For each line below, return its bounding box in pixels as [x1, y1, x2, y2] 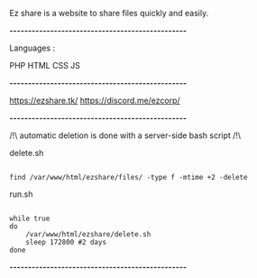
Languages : [9, 42, 56, 53]
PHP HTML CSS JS [9, 60, 81, 70]
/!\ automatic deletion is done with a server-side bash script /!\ [9, 130, 242, 141]
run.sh [9, 189, 33, 199]
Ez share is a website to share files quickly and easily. [9, 8, 209, 18]
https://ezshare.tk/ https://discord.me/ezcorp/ [9, 95, 180, 106]
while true [9, 214, 50, 223]
